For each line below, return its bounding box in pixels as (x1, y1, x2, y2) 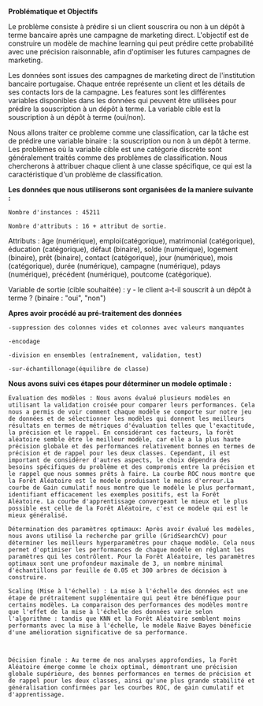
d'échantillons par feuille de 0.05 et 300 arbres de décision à (8, 567, 227, 574)
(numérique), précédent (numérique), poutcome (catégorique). (8, 269, 212, 279)
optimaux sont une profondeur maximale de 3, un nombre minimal (8, 559, 224, 567)
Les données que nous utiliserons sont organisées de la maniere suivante (8, 185, 254, 194)
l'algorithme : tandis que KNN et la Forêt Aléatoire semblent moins (8, 615, 242, 622)
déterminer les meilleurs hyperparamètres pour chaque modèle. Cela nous (8, 539, 256, 547)
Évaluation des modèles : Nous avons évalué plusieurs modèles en (8, 394, 231, 402)
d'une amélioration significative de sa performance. (8, 629, 189, 637)
